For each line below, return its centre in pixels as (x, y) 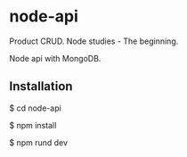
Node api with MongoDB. (55, 58)
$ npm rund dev (39, 142)
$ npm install (33, 125)
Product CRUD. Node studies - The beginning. (94, 41)
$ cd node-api (36, 108)
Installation (41, 87)
